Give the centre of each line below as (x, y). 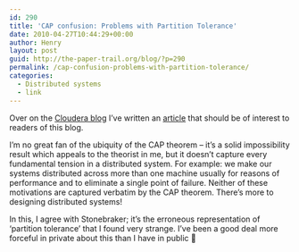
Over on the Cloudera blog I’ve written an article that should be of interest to (149, 118)
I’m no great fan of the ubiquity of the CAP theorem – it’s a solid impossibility (149, 145)
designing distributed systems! (66, 201)
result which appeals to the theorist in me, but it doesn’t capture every (138, 154)
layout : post (33, 51)
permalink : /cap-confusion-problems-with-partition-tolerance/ (129, 68)
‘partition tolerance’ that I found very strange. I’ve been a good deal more (144, 228)
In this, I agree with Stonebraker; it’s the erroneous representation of (135, 219)
